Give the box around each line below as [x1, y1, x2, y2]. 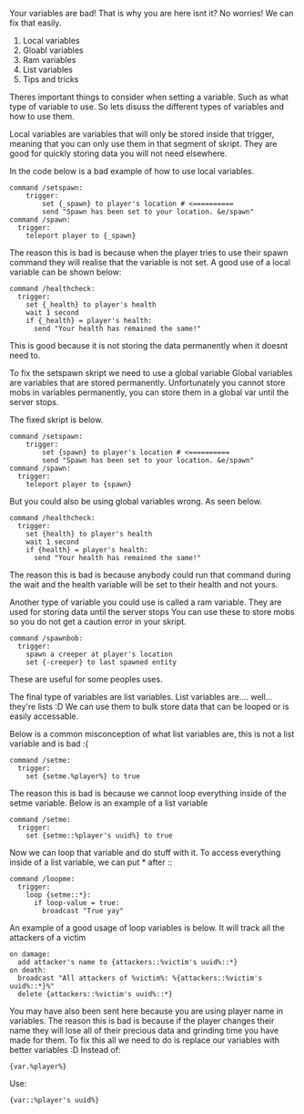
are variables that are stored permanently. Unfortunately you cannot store [9, 378, 286, 388]
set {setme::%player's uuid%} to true [25, 831, 173, 840]
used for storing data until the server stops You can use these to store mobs [9, 607, 295, 617]
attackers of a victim [9, 932, 86, 942]
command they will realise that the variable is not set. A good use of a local [9, 257, 291, 267]
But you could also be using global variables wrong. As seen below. [9, 496, 262, 506]
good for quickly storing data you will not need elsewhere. [9, 148, 228, 159]
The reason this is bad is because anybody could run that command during [9, 569, 291, 580]
